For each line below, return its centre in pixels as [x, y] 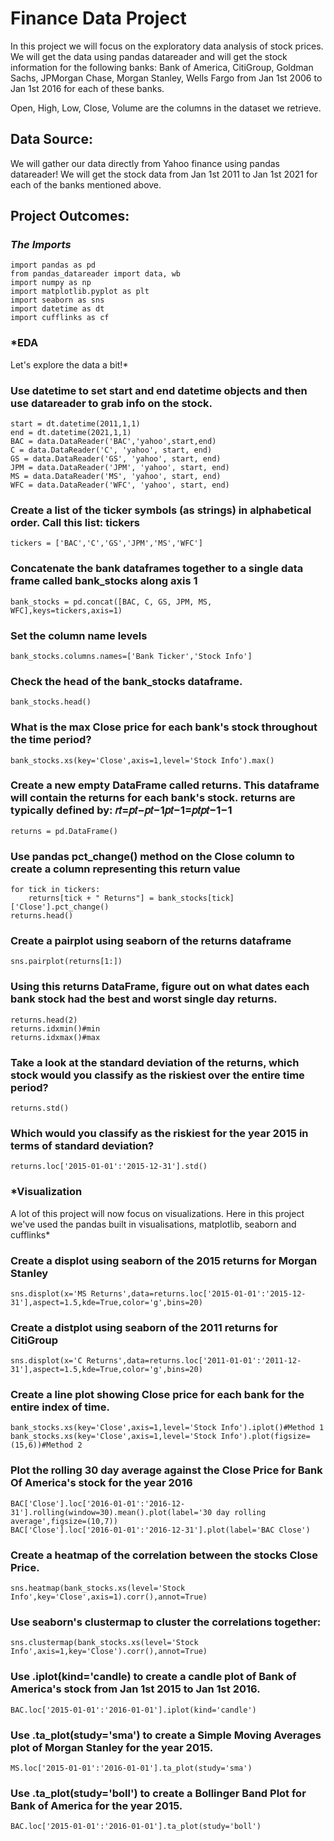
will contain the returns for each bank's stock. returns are [153, 798]
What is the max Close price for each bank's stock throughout [164, 727]
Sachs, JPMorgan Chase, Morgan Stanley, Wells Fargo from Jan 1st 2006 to [166, 78]
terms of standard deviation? [82, 1145]
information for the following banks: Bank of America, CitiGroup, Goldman [162, 67]
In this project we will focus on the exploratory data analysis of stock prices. [167, 46]
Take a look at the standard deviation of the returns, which [155, 1062]
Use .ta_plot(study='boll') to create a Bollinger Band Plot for [158, 1793]
